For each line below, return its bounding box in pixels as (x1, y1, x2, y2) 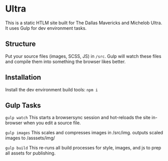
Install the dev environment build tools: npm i (5, 86, 98, 92)
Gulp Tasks (5, 101, 41, 110)
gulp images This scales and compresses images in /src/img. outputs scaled (5, 130, 163, 136)
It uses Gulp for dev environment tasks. (5, 25, 87, 31)
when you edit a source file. (23, 120, 81, 126)
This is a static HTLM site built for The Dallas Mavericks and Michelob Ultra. (5, 20, 162, 26)
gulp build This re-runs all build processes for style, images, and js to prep (5, 145, 161, 151)
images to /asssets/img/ (5, 135, 55, 141)
